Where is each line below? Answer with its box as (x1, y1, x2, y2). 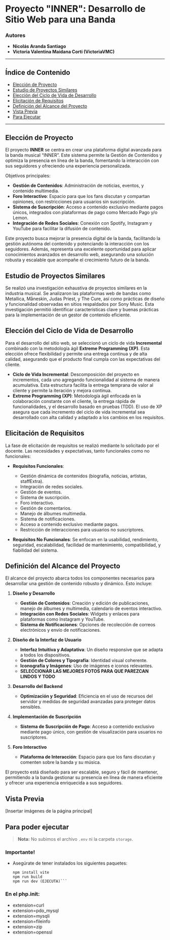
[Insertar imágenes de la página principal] (5, 808, 93, 814)
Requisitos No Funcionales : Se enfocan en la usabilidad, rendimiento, (12, 536, 159, 542)
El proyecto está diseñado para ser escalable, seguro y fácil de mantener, (5, 769, 158, 775)
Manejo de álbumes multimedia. (20, 510, 87, 516)
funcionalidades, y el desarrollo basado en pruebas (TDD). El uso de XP (12, 403, 162, 410)
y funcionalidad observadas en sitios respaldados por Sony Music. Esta (5, 301, 154, 307)
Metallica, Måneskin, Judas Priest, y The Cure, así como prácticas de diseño (5, 296, 165, 302)
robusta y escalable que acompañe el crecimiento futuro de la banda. (5, 257, 150, 263)
